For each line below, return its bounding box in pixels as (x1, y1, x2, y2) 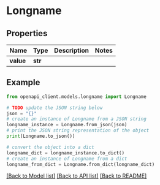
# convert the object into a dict (6, 144, 95, 150)
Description (54, 47, 89, 55)
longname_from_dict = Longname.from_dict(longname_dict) (6, 161, 155, 167)
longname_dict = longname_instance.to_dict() (6, 149, 124, 156)
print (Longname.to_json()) (6, 133, 75, 140)
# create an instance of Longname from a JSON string (6, 116, 147, 123)
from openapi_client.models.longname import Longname (6, 93, 147, 100)
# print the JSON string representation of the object (6, 127, 150, 134)
